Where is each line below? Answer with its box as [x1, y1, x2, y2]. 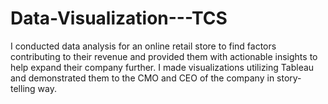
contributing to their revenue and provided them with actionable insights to [10, 50, 318, 62]
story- [276, 72, 302, 84]
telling [10, 82, 36, 94]
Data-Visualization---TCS [10, 7, 228, 30]
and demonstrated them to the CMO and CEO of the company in [10, 72, 275, 84]
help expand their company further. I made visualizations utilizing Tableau [10, 61, 315, 73]
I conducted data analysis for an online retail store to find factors [10, 40, 277, 52]
